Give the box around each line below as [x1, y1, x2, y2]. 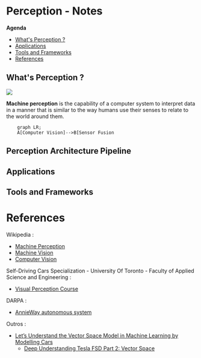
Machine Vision [14, 249, 54, 256]
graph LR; [17, 124, 42, 130]
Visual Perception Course [14, 285, 78, 292]
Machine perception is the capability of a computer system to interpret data [6, 99, 196, 107]
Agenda [6, 24, 26, 31]
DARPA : [6, 297, 27, 304]
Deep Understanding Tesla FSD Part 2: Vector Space [23, 345, 155, 352]
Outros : [6, 320, 26, 327]
